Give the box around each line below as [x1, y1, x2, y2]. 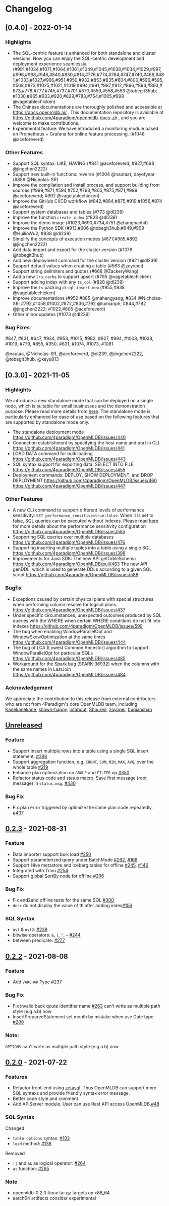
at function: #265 [12, 1165, 49, 1171]
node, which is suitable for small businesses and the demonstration [5, 403, 145, 409]
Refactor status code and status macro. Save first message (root [12, 775, 147, 781]
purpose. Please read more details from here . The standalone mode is [5, 408, 151, 415]
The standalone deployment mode [12, 429, 84, 435]
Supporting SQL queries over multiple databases [12, 534, 114, 540]
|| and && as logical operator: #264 [12, 1160, 86, 1166]
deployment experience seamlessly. [12, 60, 88, 66]
